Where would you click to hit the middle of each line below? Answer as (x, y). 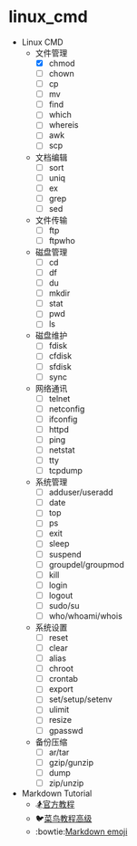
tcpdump (66, 471)
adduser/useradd (81, 492)
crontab (64, 679)
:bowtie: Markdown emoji (81, 831)
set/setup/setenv (80, 699)
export (61, 689)
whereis (64, 125)
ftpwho (62, 240)
